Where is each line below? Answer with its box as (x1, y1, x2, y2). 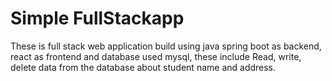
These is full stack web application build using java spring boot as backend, (10, 40, 322, 52)
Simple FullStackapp (10, 7, 185, 30)
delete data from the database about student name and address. (10, 61, 277, 73)
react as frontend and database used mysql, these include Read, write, (10, 50, 302, 62)
